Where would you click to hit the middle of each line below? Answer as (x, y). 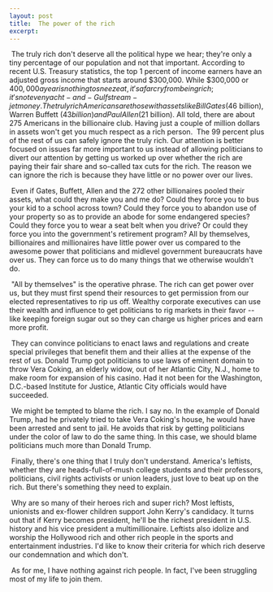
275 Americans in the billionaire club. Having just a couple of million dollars (135, 124)
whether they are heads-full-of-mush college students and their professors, (136, 470)
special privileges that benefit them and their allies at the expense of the (130, 352)
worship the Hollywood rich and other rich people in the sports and (121, 538)
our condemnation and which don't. (69, 555)
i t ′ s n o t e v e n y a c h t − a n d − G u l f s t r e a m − (74, 98)
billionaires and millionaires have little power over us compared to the (125, 243)
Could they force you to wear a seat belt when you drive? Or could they (129, 225)
